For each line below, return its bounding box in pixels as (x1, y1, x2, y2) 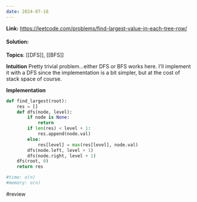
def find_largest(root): (6, 98, 67, 104)
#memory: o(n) (6, 180, 41, 186)
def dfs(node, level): (17, 109, 73, 115)
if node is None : (27, 114, 70, 121)
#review (6, 190, 26, 197)
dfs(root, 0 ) (17, 158, 49, 164)
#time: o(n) (6, 174, 35, 180)
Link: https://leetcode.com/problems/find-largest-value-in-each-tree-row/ (6, 25, 188, 32)
